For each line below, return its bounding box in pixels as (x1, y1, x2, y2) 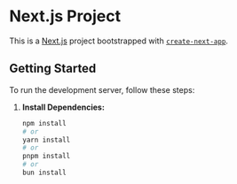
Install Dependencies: (21, 102, 105, 112)
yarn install (21, 135, 71, 144)
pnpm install (21, 152, 71, 161)
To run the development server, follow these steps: (9, 84, 195, 95)
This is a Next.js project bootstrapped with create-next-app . (9, 35, 229, 46)
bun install (21, 168, 67, 177)
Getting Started (9, 61, 97, 76)
